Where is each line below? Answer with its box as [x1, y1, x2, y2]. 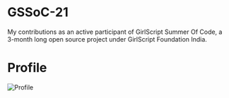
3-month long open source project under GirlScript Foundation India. [7, 35, 207, 43]
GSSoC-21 [7, 4, 69, 20]
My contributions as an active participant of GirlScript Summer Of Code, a [7, 27, 223, 36]
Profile [7, 60, 47, 76]
